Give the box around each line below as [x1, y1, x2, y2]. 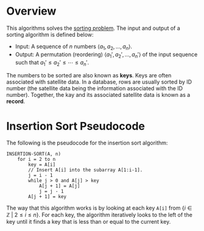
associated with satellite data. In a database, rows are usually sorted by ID [6, 78, 192, 86]
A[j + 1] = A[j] [38, 183, 80, 190]
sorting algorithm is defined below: [6, 30, 94, 38]
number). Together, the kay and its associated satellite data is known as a [6, 91, 191, 99]
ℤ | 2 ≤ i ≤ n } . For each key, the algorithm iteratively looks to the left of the [6, 211, 193, 219]
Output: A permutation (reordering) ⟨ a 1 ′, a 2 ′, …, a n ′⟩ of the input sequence [15, 51, 198, 59]
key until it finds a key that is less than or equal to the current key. [6, 218, 171, 226]
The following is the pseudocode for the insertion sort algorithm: [6, 139, 168, 147]
